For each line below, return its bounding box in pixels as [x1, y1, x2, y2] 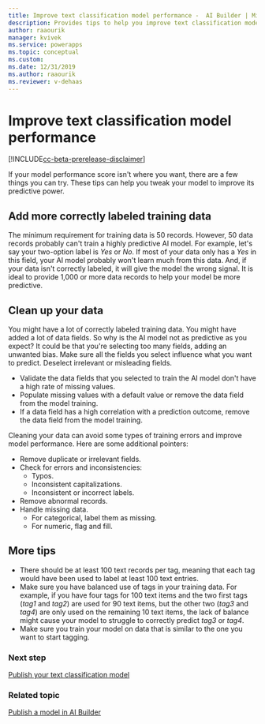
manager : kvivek [8, 33, 62, 42]
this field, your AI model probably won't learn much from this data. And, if [8, 256, 247, 265]
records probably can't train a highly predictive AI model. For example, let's [8, 238, 253, 249]
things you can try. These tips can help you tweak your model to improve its [8, 178, 255, 188]
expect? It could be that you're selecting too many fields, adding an [8, 341, 227, 351]
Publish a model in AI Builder [8, 707, 101, 717]
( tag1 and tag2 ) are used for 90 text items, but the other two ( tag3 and [19, 598, 248, 608]
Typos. [31, 471, 54, 481]
